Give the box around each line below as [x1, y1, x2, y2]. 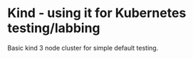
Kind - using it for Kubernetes [7, 5, 187, 21]
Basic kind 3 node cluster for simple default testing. [7, 43, 159, 52]
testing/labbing [7, 20, 101, 36]
